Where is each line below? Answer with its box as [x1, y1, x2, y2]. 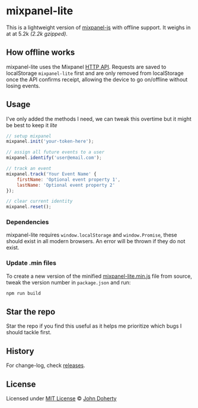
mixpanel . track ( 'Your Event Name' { [6, 171, 97, 177]
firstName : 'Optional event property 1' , [17, 177, 120, 183]
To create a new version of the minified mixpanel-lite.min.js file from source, [6, 272, 193, 280]
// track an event [6, 165, 52, 172]
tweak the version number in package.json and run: [6, 278, 131, 286]
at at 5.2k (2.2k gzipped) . [6, 30, 68, 37]
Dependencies [6, 218, 49, 227]
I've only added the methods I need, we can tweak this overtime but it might [6, 115, 191, 123]
